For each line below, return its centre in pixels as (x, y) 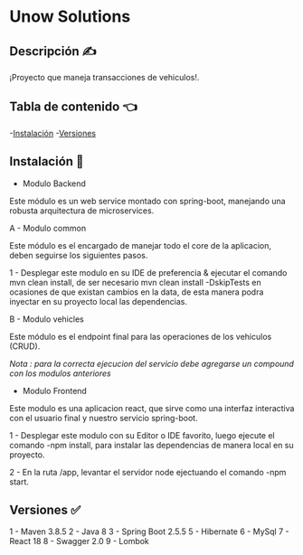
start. (19, 482)
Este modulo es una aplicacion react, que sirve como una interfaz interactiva (152, 408)
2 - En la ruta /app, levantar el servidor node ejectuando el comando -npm (148, 472)
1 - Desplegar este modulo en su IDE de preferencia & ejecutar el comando (148, 272)
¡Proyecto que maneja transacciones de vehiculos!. (104, 77)
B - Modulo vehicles (47, 319)
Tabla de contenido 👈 (73, 107)
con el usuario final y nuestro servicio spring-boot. (104, 418)
